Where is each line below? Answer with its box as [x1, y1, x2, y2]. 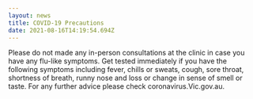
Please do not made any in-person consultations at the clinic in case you [8, 48, 245, 58]
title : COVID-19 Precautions [8, 19, 104, 27]
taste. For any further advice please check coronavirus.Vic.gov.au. [8, 82, 225, 91]
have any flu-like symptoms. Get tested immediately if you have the [8, 56, 228, 66]
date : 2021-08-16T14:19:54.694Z [8, 26, 115, 34]
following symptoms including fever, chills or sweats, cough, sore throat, [8, 65, 244, 74]
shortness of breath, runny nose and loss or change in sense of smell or [8, 73, 243, 83]
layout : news [8, 11, 51, 20]
